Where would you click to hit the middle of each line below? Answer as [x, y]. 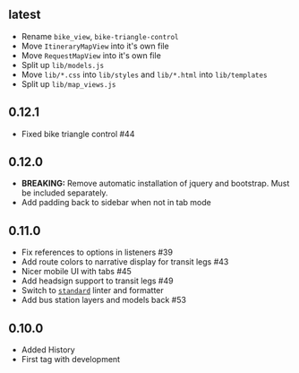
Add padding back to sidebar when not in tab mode [116, 203]
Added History [48, 350]
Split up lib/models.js [63, 65]
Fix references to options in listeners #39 [97, 252]
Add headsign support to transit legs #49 [97, 281]
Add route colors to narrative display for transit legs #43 [125, 262]
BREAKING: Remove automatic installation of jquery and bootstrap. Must [155, 184]
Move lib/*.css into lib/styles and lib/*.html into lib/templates [144, 74]
